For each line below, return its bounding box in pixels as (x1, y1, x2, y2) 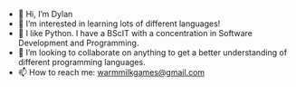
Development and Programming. (17, 37, 139, 48)
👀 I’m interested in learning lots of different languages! (17, 18, 221, 29)
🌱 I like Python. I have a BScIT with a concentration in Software (17, 28, 253, 38)
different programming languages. (17, 57, 147, 67)
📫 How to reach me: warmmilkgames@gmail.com (17, 67, 205, 77)
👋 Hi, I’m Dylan (17, 9, 73, 19)
